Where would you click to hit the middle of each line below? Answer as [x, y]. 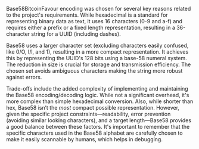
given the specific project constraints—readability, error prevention [88, 114]
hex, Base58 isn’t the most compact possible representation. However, [93, 108]
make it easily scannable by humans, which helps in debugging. [84, 139]
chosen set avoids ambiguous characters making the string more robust [94, 71]
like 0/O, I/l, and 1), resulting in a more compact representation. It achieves [97, 52]
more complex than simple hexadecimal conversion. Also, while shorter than [100, 101]
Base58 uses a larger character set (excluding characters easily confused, [97, 45]
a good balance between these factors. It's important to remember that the [98, 127]
